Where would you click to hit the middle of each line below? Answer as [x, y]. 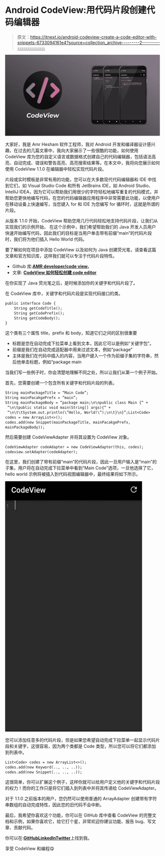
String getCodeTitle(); [38, 309]
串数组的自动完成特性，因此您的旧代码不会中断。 [55, 805]
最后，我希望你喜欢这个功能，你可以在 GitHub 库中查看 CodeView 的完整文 [81, 815]
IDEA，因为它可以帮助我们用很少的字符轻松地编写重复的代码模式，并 [89, 192]
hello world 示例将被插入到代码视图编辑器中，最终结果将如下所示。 [73, 474]
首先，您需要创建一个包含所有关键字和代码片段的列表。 [61, 383]
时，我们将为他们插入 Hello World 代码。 [46, 239]
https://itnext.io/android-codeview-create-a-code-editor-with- [94, 37]
